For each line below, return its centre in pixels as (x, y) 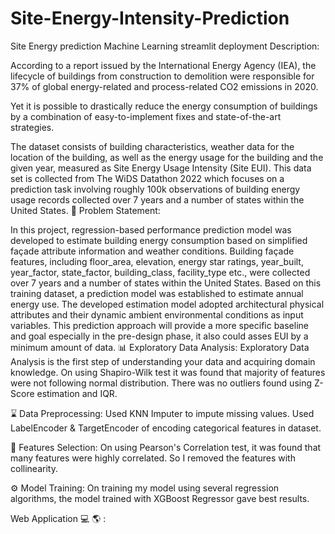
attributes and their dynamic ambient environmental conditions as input (157, 314)
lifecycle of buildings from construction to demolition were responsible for (162, 76)
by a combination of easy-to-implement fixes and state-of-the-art (146, 116)
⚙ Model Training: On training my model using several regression (145, 488)
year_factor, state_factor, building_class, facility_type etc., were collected (160, 272)
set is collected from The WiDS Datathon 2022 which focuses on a (147, 178)
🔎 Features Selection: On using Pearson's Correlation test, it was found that (166, 447)
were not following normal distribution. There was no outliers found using (161, 383)
